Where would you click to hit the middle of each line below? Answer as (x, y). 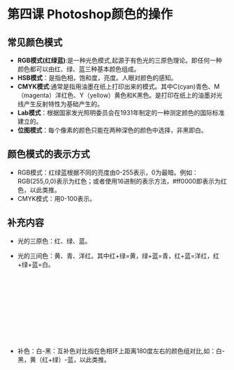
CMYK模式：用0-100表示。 (57, 198)
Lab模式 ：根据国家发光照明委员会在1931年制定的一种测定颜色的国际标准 (121, 113)
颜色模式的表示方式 (49, 154)
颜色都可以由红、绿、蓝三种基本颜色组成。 (79, 69)
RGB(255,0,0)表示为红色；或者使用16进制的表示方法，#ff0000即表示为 (119, 181)
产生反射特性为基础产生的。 (63, 104)
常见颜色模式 (35, 42)
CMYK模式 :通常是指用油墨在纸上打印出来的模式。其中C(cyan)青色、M (118, 87)
